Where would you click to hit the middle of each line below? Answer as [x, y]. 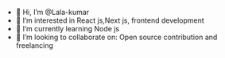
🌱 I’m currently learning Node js [68, 29]
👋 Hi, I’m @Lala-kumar [52, 12]
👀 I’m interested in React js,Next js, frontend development [110, 20]
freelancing [35, 45]
